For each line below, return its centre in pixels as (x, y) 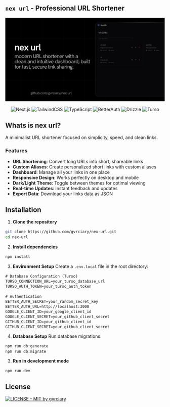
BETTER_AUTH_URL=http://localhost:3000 (47, 306)
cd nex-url (17, 237)
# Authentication (24, 296)
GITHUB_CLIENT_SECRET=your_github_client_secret (57, 327)
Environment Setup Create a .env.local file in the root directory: (80, 266)
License (18, 387)
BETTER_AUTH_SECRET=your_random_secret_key (52, 301)
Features (16, 150)
